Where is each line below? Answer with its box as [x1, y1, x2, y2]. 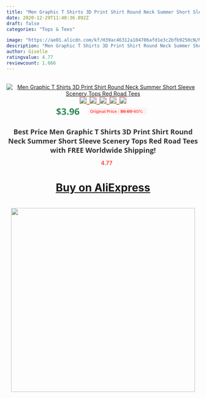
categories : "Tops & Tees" [6, 26, 75, 33]
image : [6, 37, 23, 44]
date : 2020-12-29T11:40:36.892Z [6, 15, 89, 21]
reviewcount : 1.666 [6, 59, 56, 66]
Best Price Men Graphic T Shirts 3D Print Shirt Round [13, 126, 193, 137]
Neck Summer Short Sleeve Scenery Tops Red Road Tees [8, 136, 198, 146]
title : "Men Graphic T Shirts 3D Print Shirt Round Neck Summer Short [6, 9, 191, 15]
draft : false [6, 20, 40, 26]
